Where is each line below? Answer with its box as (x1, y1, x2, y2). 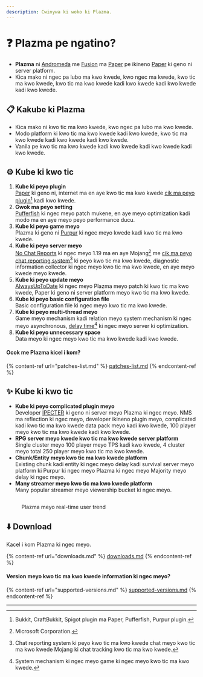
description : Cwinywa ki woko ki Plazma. (6, 8, 112, 15)
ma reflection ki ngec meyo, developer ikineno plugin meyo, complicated (14, 415, 196, 422)
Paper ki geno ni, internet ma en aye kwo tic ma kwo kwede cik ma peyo (14, 189, 195, 197)
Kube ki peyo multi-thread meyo (14, 308, 98, 316)
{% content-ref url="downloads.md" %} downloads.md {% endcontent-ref (6, 552, 192, 559)
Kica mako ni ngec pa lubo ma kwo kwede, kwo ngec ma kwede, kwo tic (14, 73, 196, 81)
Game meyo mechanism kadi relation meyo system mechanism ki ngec (14, 315, 192, 322)
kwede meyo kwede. (14, 270, 67, 277)
